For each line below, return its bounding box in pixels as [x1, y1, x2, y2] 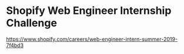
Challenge [6, 16, 58, 30]
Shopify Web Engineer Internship [6, 4, 172, 17]
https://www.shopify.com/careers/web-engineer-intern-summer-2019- [6, 35, 178, 42]
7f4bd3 [6, 42, 24, 49]
